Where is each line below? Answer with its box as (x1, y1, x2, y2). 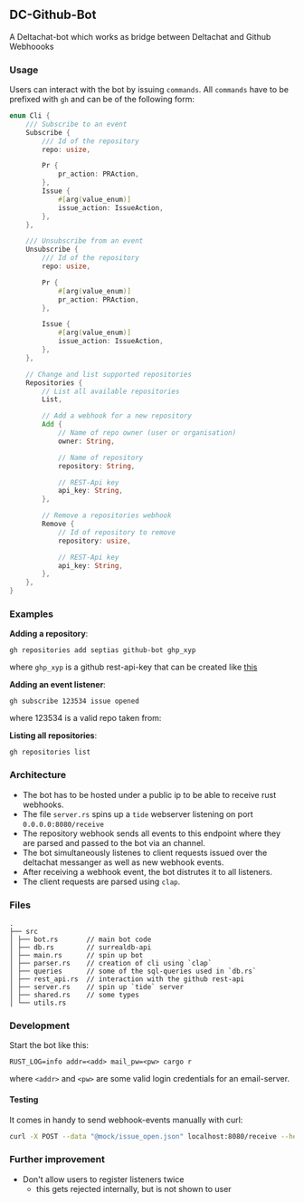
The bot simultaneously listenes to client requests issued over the (22, 847, 268, 858)
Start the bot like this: (9, 1040, 89, 1051)
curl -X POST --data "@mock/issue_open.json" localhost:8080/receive (9, 1131, 278, 1140)
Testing (9, 1093, 39, 1104)
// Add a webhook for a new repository (42, 411, 193, 420)
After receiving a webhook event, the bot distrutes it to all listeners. (22, 866, 273, 877)
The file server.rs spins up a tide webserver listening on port (22, 808, 253, 819)
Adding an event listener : (9, 679, 106, 690)
